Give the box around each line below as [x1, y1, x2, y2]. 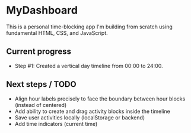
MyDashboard [6, 4, 78, 17]
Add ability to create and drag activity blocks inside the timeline [14, 108, 170, 115]
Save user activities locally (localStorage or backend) [14, 113, 145, 121]
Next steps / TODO [6, 79, 77, 89]
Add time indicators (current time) [14, 120, 98, 127]
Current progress [6, 47, 72, 57]
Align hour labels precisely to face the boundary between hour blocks [14, 95, 186, 102]
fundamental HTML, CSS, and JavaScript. [6, 29, 108, 36]
